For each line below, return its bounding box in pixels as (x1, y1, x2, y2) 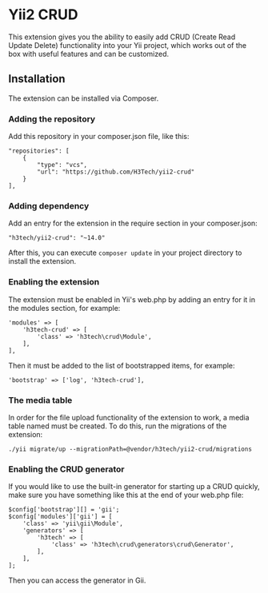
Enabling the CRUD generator (8, 464, 126, 475)
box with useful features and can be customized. (8, 49, 170, 58)
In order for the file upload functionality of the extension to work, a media (8, 412, 250, 422)
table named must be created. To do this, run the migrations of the (8, 421, 227, 431)
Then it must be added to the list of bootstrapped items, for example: (8, 360, 235, 370)
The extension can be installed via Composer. (8, 94, 159, 103)
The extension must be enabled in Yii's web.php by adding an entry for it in (8, 294, 256, 304)
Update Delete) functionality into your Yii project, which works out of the (8, 40, 246, 50)
